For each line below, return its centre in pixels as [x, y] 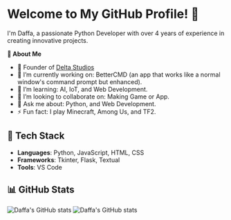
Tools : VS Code [39, 167]
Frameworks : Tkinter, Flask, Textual [68, 160]
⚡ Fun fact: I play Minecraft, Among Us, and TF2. [86, 111]
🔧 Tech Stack [36, 136]
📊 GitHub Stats [41, 190]
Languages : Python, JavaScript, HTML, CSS [81, 152]
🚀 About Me [24, 54]
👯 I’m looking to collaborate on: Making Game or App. [93, 97]
